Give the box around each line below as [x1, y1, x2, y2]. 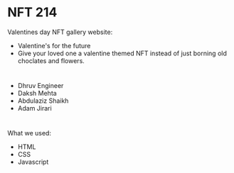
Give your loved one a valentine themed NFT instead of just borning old [17, 49, 228, 57]
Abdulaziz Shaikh [17, 96, 69, 105]
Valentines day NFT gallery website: [7, 28, 113, 36]
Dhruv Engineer [17, 82, 64, 90]
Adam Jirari [17, 104, 52, 113]
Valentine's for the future [17, 41, 91, 50]
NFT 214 [7, 4, 58, 21]
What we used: [7, 129, 52, 138]
